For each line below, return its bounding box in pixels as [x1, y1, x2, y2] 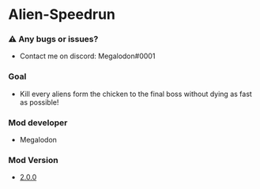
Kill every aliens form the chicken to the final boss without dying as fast [19, 89, 253, 98]
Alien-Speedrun [8, 6, 116, 24]
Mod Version [8, 155, 58, 165]
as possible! [19, 97, 59, 107]
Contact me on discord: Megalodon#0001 [19, 51, 156, 61]
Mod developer [8, 117, 68, 128]
